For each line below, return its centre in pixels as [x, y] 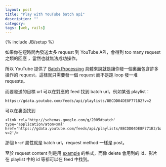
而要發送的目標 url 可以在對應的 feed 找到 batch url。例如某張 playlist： [78, 92]
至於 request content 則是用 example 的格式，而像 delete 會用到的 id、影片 [81, 153]
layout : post [19, 10]
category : [15, 23]
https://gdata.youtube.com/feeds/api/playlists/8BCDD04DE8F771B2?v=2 [78, 101]
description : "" [22, 19]
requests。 [16, 81]
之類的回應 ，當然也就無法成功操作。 [42, 58]
